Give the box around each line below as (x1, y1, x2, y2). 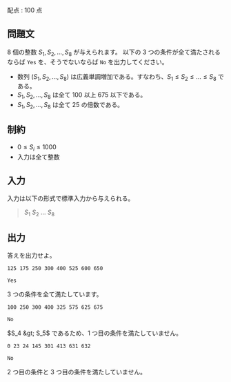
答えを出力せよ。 (7, 251, 56, 260)
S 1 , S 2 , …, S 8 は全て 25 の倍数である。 (17, 101, 124, 111)
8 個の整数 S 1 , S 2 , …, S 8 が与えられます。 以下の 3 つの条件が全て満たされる (7, 48, 221, 57)
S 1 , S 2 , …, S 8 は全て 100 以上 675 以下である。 (17, 90, 147, 101)
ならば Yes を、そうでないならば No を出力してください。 (7, 57, 168, 66)
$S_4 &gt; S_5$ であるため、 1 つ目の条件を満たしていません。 (7, 329, 183, 337)
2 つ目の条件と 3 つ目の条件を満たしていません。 (7, 368, 147, 376)
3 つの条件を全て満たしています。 (7, 290, 103, 298)
